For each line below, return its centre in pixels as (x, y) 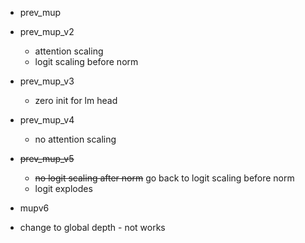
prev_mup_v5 (47, 158)
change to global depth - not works (92, 227)
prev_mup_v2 (47, 31)
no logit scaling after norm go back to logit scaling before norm (164, 178)
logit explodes (63, 188)
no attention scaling (75, 139)
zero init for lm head (76, 100)
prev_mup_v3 (47, 81)
